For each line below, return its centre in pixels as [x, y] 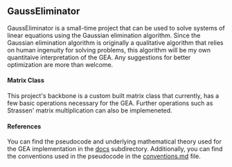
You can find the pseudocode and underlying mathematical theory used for [114, 141]
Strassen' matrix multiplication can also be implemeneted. [90, 110]
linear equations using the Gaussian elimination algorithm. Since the [104, 35]
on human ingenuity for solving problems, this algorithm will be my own [109, 50]
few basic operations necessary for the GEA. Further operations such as [110, 104]
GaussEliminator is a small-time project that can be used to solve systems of [116, 28]
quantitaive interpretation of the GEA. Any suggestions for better [99, 57]
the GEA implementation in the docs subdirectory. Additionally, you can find [115, 149]
